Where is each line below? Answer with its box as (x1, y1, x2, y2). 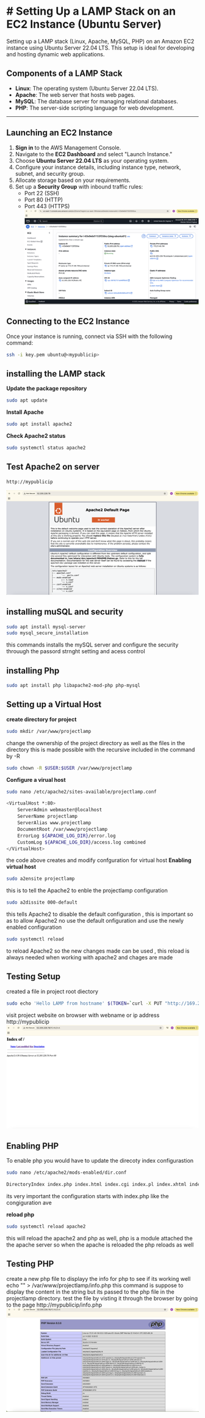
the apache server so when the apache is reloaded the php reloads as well (6, 1241, 194, 1248)
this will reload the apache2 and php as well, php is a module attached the (6, 1234, 193, 1242)
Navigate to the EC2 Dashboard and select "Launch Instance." (15, 150, 173, 157)
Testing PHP (6, 1259, 54, 1269)
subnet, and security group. (15, 170, 85, 177)
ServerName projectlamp (17, 813, 78, 820)
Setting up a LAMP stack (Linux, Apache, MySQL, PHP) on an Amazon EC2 (6, 37, 195, 45)
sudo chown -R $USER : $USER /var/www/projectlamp (6, 765, 132, 771)
